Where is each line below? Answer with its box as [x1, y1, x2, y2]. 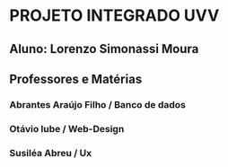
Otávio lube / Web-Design [9, 122, 125, 135]
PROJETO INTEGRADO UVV [9, 5, 220, 26]
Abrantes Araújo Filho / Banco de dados [9, 98, 187, 110]
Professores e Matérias [9, 71, 143, 86]
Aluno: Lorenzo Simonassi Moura [9, 41, 199, 57]
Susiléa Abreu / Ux [9, 146, 92, 159]
